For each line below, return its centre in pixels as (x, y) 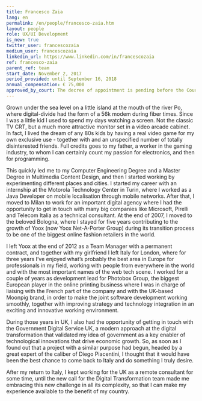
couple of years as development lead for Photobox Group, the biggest (93, 278)
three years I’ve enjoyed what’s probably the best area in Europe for (90, 259)
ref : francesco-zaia (32, 62)
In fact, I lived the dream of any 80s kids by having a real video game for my (100, 133)
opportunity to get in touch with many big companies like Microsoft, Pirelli (97, 209)
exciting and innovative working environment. (63, 310)
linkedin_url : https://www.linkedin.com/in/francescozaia (80, 57)
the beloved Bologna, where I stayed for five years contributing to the (92, 221)
